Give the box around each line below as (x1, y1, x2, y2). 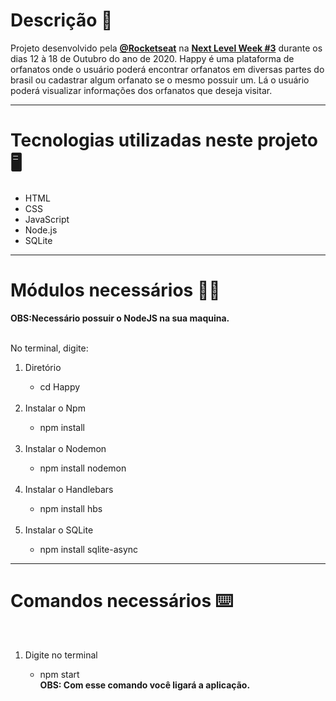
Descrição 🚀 (10, 9, 113, 32)
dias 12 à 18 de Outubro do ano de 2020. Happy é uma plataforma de (10, 52, 295, 64)
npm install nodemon (39, 462, 127, 474)
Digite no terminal (24, 649, 98, 661)
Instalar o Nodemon (24, 442, 107, 454)
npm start (39, 668, 80, 680)
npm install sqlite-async (39, 543, 139, 555)
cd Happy (39, 380, 81, 393)
